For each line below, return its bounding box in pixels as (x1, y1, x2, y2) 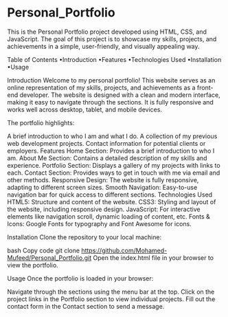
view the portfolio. (7, 261, 58, 269)
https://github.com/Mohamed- (81, 246, 168, 254)
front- (196, 83, 214, 91)
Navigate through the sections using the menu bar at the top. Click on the (7, 287, 215, 296)
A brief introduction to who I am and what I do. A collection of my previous (7, 132, 218, 140)
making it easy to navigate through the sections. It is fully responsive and (7, 98, 214, 106)
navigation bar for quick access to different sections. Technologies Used (7, 190, 213, 199)
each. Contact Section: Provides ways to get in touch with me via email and (7, 168, 220, 177)
